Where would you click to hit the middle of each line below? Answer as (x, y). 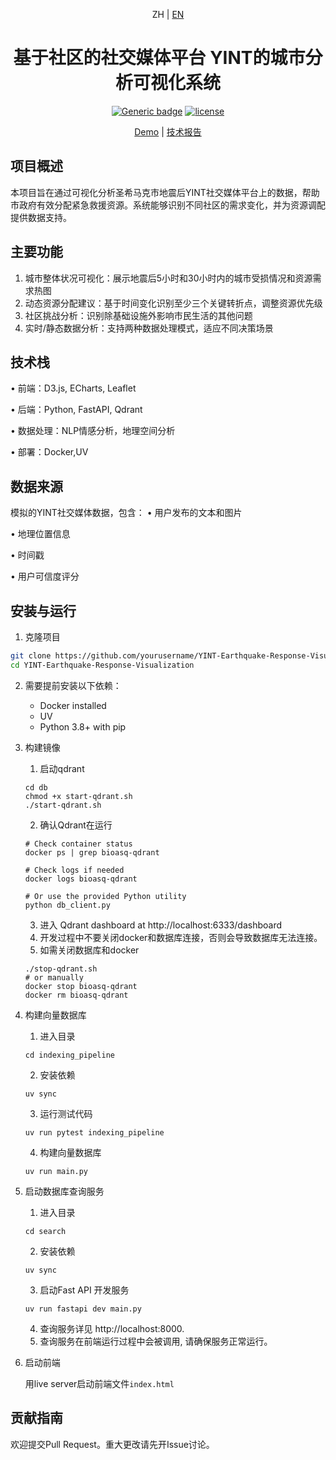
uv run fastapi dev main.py (83, 1309)
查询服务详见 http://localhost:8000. (112, 1328)
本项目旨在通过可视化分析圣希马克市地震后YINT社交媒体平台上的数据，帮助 (165, 192)
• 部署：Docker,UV (49, 452)
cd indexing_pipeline (69, 1055)
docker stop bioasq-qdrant (81, 986)
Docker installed (73, 705)
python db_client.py (67, 905)
